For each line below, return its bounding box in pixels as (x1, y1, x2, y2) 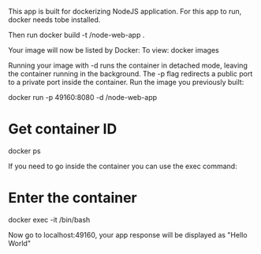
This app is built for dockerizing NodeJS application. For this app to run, (8, 7, 242, 16)
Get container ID (8, 120, 117, 138)
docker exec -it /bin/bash (8, 215, 91, 224)
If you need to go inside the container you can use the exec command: (8, 161, 238, 171)
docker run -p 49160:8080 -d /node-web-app (8, 93, 158, 101)
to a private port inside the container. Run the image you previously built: (8, 78, 244, 87)
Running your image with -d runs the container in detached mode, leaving (8, 61, 248, 70)
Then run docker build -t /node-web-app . (8, 31, 145, 39)
